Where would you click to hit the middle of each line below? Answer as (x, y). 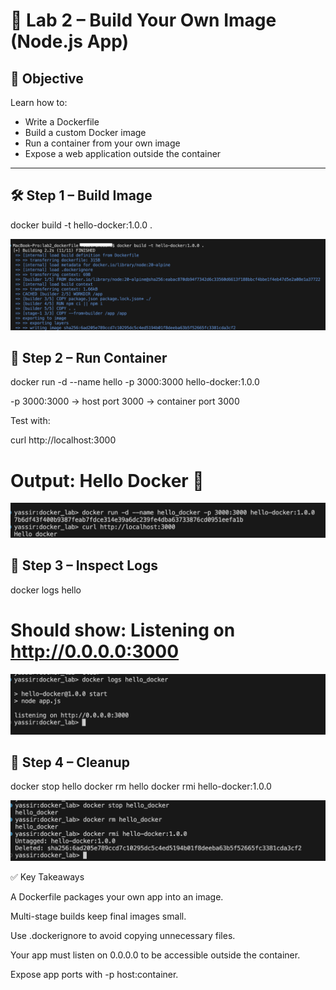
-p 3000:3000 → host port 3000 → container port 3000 (125, 401)
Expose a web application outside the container (123, 153)
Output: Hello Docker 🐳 (107, 480)
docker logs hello (46, 590)
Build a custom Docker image (85, 132)
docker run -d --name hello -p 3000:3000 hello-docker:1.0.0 (135, 382)
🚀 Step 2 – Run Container (89, 357)
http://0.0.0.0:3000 (95, 651)
